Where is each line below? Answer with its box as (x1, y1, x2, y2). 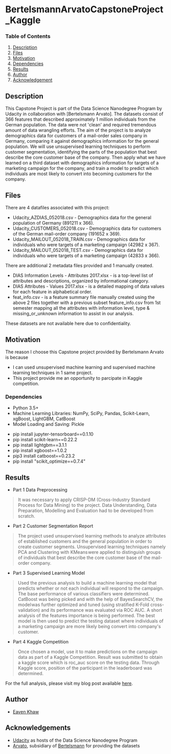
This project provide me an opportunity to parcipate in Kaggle (12, 375, 143, 381)
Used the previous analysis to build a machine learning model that (17, 580, 157, 586)
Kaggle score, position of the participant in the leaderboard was (17, 665, 152, 671)
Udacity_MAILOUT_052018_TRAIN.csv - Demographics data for (12, 236, 145, 243)
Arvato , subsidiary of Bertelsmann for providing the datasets (12, 742, 140, 748)
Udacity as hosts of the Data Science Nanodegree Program (12, 737, 138, 743)
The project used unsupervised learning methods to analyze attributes (17, 533, 166, 539)
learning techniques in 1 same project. (12, 370, 93, 376)
